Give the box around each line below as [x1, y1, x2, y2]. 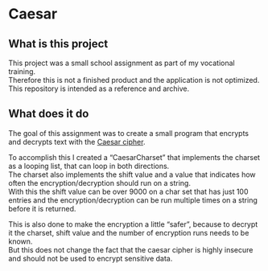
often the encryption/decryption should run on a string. [8, 178, 192, 187]
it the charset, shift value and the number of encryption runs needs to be [8, 228, 249, 237]
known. [8, 236, 33, 246]
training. [8, 67, 36, 76]
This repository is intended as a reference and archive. [8, 84, 190, 93]
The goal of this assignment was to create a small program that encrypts [8, 128, 249, 138]
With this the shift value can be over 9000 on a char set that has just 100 [8, 187, 249, 196]
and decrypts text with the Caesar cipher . [8, 137, 146, 146]
